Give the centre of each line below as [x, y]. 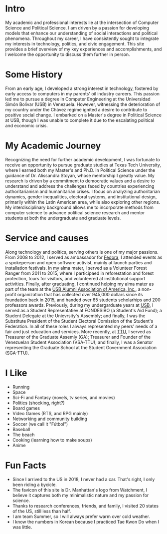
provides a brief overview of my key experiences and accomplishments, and [83, 49]
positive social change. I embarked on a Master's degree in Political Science [83, 115]
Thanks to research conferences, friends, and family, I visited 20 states [85, 506]
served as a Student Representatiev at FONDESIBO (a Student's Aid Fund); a [83, 310]
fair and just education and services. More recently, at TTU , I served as [78, 331]
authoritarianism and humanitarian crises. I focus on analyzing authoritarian [83, 191]
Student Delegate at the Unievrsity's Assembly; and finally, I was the [75, 316]
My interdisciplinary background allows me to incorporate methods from [79, 207]
